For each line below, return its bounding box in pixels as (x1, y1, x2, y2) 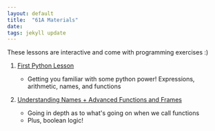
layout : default (7, 10, 54, 17)
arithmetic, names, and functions (27, 82, 121, 90)
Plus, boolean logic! (27, 117, 84, 125)
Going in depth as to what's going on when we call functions (27, 109, 200, 117)
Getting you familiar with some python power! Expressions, (27, 75, 195, 83)
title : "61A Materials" (7, 17, 79, 23)
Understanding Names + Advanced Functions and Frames (17, 96, 183, 104)
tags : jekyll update (7, 29, 67, 37)
